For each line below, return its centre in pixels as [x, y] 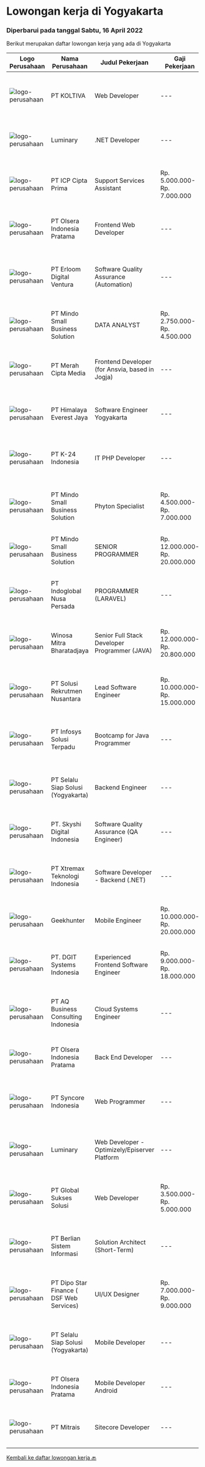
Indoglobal [66, 591]
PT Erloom [66, 269]
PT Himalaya [69, 410]
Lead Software [116, 687]
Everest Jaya [70, 418]
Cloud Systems [116, 1009]
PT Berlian [66, 1238]
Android [106, 1391]
